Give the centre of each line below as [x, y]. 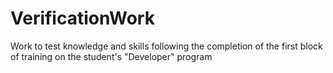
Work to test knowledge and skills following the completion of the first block [166, 46]
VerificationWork [82, 18]
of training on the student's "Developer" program [111, 56]
